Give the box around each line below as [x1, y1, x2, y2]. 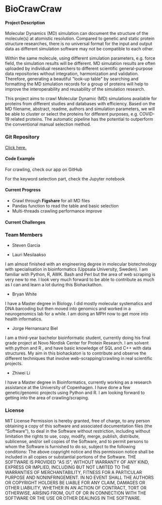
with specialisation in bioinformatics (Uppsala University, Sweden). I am [5, 266, 148, 272]
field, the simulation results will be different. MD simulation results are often [5, 61, 156, 66]
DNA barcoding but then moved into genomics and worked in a [5, 306, 131, 311]
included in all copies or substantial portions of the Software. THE [5, 454, 136, 460]
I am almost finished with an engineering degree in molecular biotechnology [5, 261, 157, 267]
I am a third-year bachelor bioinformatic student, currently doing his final [5, 335, 150, 341]
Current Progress [5, 187, 41, 193]
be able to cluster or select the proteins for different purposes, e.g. [5, 111, 138, 117]
